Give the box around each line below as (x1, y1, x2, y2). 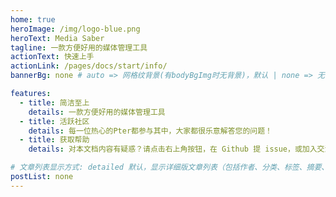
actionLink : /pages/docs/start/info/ (10, 61, 168, 71)
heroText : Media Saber (10, 33, 105, 43)
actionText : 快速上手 (10, 52, 95, 62)
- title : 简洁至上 (19, 97, 90, 108)
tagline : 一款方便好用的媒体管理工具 (10, 42, 148, 53)
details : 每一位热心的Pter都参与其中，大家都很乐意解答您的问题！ (28, 126, 273, 136)
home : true (10, 14, 56, 25)
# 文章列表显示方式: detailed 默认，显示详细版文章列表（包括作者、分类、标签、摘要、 (10, 162, 330, 173)
